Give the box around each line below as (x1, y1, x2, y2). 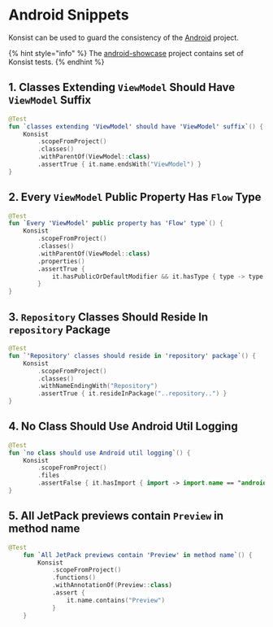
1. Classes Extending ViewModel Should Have (8, 81, 236, 94)
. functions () (51, 573, 96, 582)
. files (37, 472, 60, 480)
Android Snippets (8, 6, 129, 24)
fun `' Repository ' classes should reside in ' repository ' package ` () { (8, 351, 256, 359)
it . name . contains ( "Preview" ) (66, 596, 165, 604)
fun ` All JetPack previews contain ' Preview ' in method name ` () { (23, 551, 253, 559)
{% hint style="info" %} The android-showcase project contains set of (8, 48, 244, 58)
